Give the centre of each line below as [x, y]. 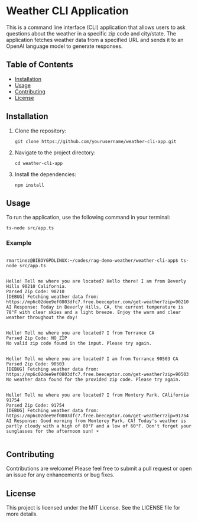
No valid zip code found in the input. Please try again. [79, 343]
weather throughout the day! [42, 317]
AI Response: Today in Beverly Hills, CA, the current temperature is [95, 307]
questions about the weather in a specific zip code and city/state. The [91, 33]
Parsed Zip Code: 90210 [35, 291]
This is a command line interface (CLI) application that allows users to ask [96, 27]
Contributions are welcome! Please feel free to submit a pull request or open [99, 469]
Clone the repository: [40, 131]
